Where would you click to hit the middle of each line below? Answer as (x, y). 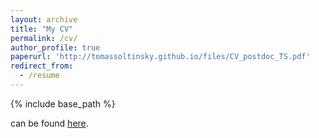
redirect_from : (42, 66)
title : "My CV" (42, 29)
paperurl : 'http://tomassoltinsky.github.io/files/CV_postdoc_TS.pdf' (160, 57)
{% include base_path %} (63, 103)
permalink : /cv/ (44, 38)
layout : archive (44, 19)
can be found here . (49, 123)
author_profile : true (55, 47)
